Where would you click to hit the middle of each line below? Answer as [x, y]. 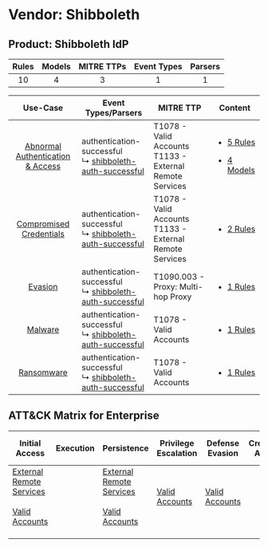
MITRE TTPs [102, 67]
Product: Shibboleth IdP [69, 44]
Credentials [43, 234]
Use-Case [43, 108]
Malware [43, 330]
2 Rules [241, 229]
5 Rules [241, 142]
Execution [75, 448]
